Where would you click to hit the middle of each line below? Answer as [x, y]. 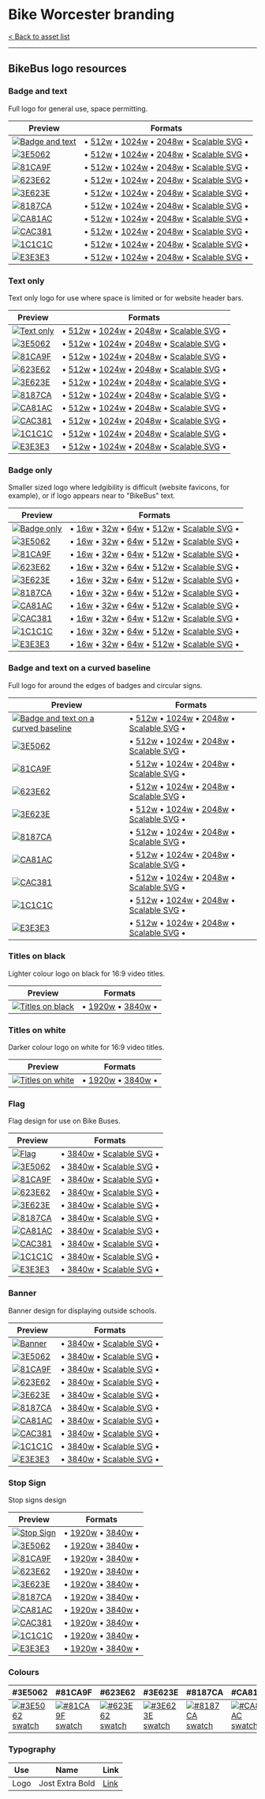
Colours [24, 1672]
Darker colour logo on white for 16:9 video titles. [86, 1047]
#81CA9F [73, 1692]
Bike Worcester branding [91, 15]
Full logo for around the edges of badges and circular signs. [105, 685]
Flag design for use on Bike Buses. [64, 1121]
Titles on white [37, 1030]
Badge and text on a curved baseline [80, 668]
